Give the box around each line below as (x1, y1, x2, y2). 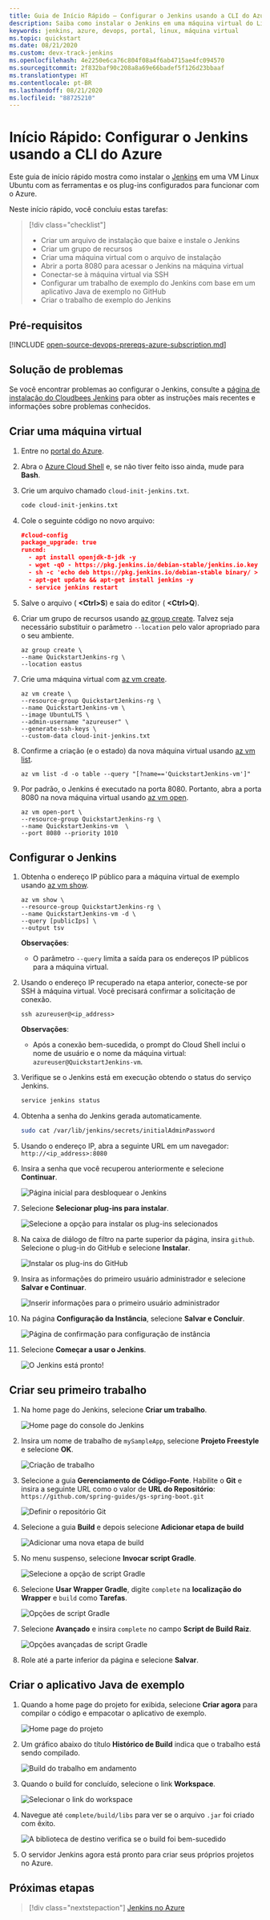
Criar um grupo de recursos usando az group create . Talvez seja (20, 613, 235, 623)
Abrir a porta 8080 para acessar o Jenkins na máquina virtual (40, 262, 244, 271)
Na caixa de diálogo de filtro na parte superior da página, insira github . (20, 1235, 255, 1244)
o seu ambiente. (20, 631, 75, 640)
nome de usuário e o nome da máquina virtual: (32, 1049, 187, 1058)
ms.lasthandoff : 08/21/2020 (9, 86, 103, 95)
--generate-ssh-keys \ (20, 725, 97, 733)
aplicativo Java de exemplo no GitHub (40, 286, 167, 297)
